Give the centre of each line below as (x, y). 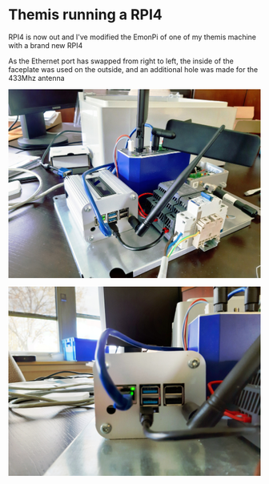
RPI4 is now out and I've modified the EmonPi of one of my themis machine (132, 37)
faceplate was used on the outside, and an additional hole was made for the (133, 69)
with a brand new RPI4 (46, 45)
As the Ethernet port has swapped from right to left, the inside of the (121, 61)
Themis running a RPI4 (85, 15)
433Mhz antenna (37, 78)
